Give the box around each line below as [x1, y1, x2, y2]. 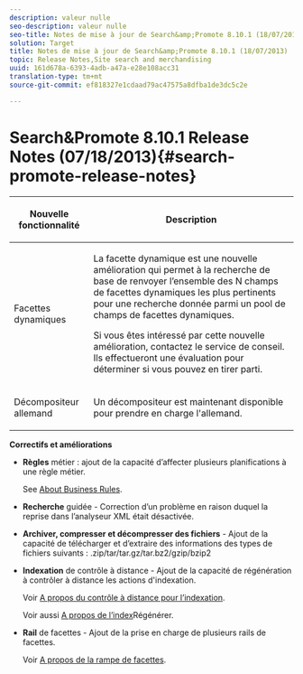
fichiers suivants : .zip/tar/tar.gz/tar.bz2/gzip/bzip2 [22, 548, 212, 558]
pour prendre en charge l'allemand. [93, 407, 243, 419]
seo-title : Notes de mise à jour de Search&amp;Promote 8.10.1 [9, 30, 252, 39]
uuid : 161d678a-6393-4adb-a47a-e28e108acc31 [9, 64, 179, 73]
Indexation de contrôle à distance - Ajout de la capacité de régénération [22, 565, 292, 576]
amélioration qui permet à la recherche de [93, 263, 271, 276]
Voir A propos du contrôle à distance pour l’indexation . [22, 592, 225, 603]
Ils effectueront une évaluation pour [93, 351, 244, 364]
